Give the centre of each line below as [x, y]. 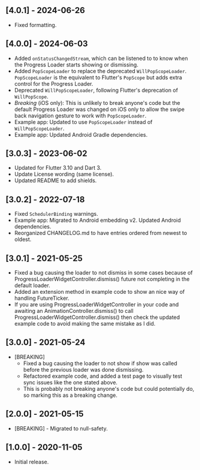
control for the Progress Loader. [54, 83]
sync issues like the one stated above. [70, 382]
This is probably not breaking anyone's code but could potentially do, [109, 388]
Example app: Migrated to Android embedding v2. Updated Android [97, 220]
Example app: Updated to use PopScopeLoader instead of [84, 122]
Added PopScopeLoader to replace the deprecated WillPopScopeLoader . [100, 71]
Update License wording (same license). [64, 174]
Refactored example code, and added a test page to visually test [103, 376]
